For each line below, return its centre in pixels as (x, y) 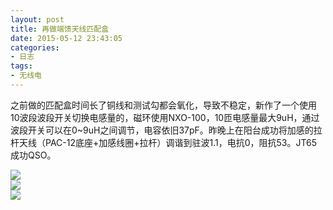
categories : (35, 47)
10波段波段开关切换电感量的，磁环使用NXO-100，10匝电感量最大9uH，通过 (165, 117)
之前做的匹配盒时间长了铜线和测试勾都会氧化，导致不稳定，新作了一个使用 (163, 105)
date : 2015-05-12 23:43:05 (66, 38)
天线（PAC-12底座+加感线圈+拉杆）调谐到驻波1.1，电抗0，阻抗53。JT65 (168, 142)
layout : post (37, 19)
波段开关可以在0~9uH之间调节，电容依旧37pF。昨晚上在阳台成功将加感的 (162, 130)
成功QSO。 (33, 155)
